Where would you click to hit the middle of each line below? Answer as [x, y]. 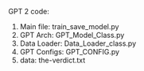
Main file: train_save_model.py [69, 26]
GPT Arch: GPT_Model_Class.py [72, 35]
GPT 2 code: [29, 11]
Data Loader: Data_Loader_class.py [78, 43]
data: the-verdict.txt [53, 60]
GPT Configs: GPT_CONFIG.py [70, 52]
